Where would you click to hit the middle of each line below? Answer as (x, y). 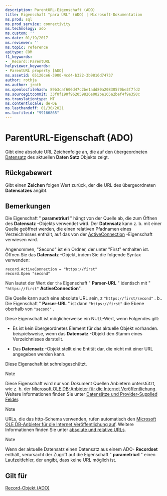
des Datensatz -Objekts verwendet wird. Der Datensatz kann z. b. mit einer (83, 224)
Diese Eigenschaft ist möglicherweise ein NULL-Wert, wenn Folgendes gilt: (82, 319)
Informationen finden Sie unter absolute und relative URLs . (66, 430)
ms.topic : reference (27, 47)
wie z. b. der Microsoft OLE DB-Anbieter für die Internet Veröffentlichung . (81, 389)
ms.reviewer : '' (22, 43)
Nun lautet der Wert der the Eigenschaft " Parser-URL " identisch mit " (78, 283)
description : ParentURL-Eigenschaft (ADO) (50, 10)
